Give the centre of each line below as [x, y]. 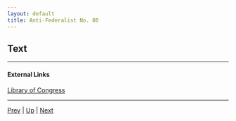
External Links [29, 74]
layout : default [31, 14]
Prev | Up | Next [31, 110]
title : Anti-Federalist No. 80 [53, 20]
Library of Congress [36, 90]
